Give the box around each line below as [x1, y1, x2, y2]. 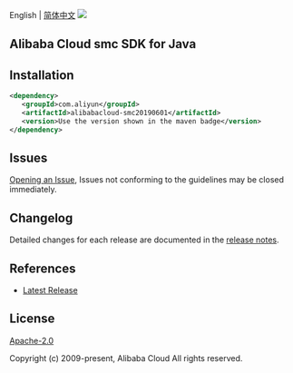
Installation [9, 67, 74, 83]
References [9, 260, 76, 276]
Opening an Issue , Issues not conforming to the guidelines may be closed [9, 174, 284, 185]
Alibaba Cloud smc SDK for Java [9, 36, 197, 52]
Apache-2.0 [9, 335, 54, 346]
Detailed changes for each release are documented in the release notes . [9, 234, 279, 245]
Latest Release [22, 285, 79, 296]
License [9, 311, 55, 327]
